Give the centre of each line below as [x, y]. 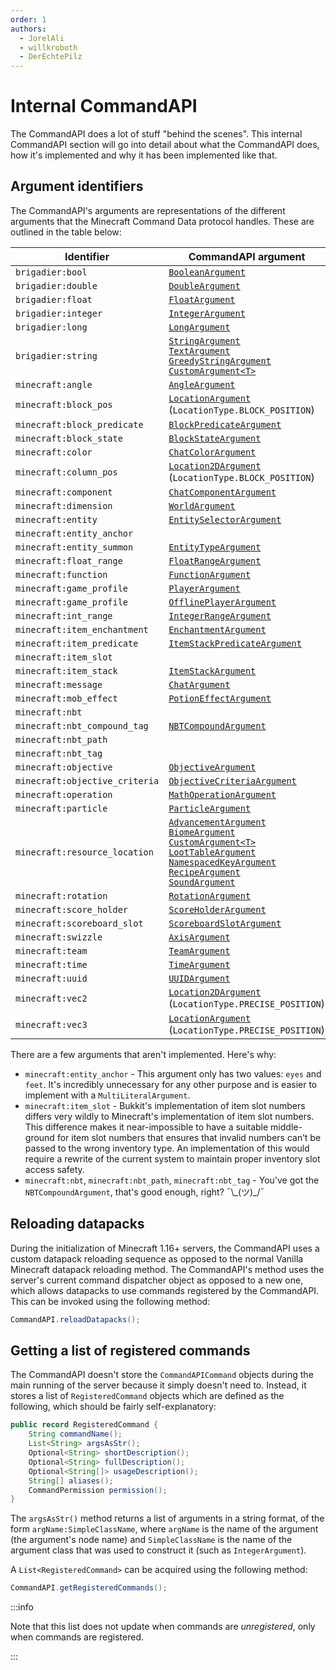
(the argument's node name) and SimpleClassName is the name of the [151, 1540]
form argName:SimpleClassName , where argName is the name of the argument [164, 1529]
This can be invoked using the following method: [110, 1301]
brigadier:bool [51, 272]
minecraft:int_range [64, 615]
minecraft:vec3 [51, 1024]
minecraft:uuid [51, 978]
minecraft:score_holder [72, 909]
